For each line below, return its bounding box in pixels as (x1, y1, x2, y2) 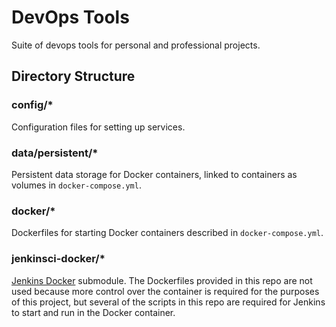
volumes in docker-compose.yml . (11, 179, 142, 191)
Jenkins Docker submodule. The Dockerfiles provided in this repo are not (11, 274, 313, 286)
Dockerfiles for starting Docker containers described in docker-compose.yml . (11, 227, 324, 239)
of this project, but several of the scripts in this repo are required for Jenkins (11, 296, 326, 308)
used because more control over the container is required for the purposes (11, 285, 320, 297)
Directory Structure (11, 68, 136, 85)
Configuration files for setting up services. (11, 121, 186, 133)
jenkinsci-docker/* (11, 252, 106, 266)
